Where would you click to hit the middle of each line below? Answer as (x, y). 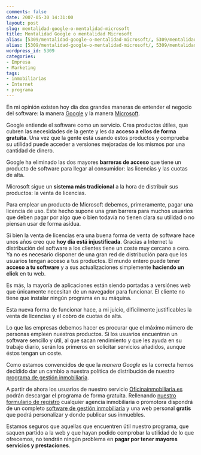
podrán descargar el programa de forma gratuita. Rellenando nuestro (91, 395)
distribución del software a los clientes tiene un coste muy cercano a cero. (98, 248)
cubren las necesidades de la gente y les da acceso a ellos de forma (91, 131)
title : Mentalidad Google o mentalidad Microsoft (69, 34)
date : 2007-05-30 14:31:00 (40, 17)
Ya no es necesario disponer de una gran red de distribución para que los (97, 254)
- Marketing (21, 68)
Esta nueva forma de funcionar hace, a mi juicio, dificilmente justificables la (99, 309)
